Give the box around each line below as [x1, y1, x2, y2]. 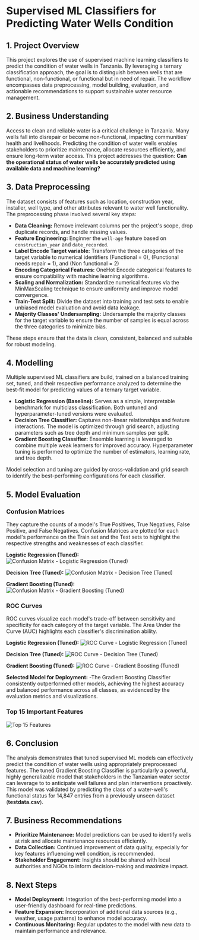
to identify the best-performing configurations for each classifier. [6, 472, 165, 479]
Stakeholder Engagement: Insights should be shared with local [14, 856, 170, 863]
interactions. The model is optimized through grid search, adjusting [14, 423, 179, 430]
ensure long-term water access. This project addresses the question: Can [6, 152, 187, 159]
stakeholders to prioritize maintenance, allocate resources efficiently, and [6, 145, 186, 153]
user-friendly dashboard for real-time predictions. [14, 902, 137, 909]
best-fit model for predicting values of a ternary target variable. [6, 386, 162, 393]
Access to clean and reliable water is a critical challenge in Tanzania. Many [6, 126, 189, 134]
